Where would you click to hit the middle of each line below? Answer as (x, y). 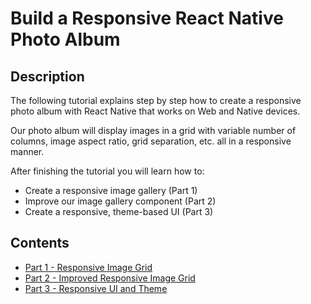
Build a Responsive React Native (147, 18)
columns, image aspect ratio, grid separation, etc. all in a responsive (151, 141)
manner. (27, 151)
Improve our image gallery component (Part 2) (120, 201)
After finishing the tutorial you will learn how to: (107, 171)
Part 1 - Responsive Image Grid (88, 267)
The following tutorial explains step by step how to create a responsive (156, 100)
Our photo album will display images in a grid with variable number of (153, 130)
